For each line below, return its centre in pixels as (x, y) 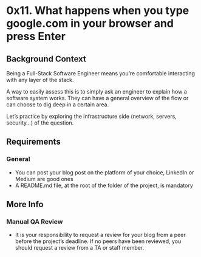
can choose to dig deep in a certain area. (58, 105)
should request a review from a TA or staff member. (80, 248)
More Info (25, 204)
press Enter (36, 36)
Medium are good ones (44, 179)
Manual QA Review (35, 221)
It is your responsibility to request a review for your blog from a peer (101, 235)
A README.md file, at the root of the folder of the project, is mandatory (104, 185)
